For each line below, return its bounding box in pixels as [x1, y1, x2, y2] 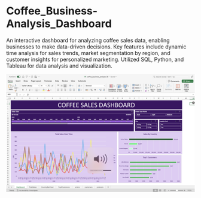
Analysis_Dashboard [6, 17, 112, 31]
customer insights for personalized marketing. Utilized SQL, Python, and [6, 56, 184, 63]
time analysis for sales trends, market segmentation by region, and [6, 49, 170, 56]
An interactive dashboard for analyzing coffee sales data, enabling [6, 36, 170, 44]
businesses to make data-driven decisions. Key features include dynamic [6, 43, 187, 50]
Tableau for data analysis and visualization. [6, 62, 112, 69]
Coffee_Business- [6, 4, 98, 18]
